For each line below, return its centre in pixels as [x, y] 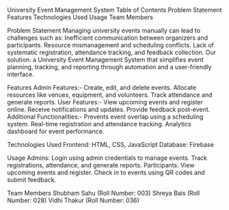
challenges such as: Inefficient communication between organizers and [108, 38]
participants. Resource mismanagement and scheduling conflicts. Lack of [110, 45]
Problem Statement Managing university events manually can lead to [104, 31]
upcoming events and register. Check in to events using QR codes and [106, 172]
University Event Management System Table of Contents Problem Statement [114, 10]
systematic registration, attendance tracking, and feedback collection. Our [112, 52]
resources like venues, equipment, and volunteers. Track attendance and [110, 95]
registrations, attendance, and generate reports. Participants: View [101, 165]
